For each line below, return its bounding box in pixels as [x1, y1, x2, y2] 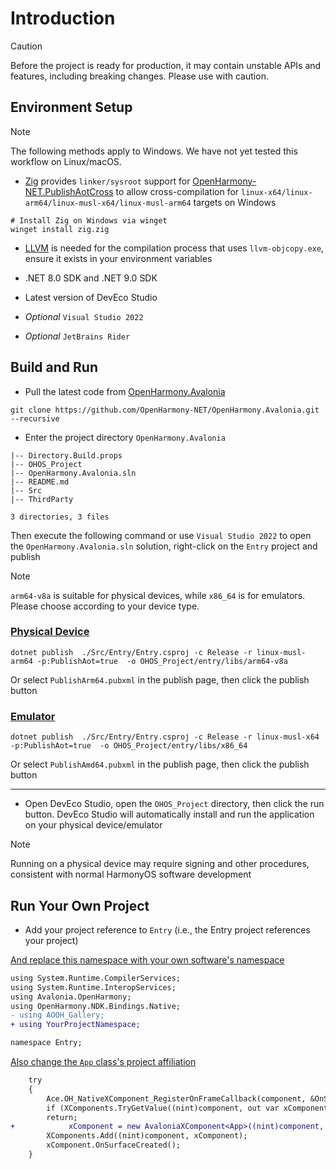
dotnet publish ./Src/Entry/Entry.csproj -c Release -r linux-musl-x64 [10, 732, 320, 742]
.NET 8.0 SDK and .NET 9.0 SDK [24, 272, 158, 284]
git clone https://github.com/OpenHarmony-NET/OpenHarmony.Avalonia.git [10, 405, 320, 415]
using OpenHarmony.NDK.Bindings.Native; [10, 1001, 182, 1011]
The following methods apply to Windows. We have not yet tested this [10, 145, 298, 157]
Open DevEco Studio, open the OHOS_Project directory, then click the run [24, 798, 325, 810]
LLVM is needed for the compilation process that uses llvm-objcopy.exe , [24, 242, 325, 254]
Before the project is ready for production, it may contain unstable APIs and [10, 59, 322, 71]
